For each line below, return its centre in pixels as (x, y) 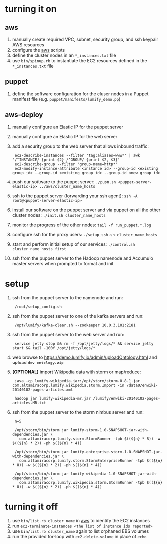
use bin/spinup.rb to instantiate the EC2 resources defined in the (80, 61)
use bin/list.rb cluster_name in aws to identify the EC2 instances (81, 520)
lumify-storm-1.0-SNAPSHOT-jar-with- (110, 430)
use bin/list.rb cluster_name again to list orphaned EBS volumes (81, 531)
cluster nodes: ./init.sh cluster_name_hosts (59, 215)
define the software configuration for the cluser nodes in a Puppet (80, 94)
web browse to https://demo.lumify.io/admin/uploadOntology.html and (84, 357)
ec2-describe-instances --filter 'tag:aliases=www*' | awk (77, 155)
